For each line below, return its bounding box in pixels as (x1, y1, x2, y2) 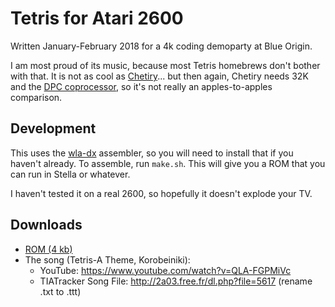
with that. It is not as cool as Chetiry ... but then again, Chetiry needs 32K (10, 70, 309, 82)
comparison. (10, 91, 63, 103)
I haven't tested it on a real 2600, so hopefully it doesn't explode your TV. (10, 187, 313, 199)
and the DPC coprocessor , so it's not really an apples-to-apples (10, 80, 273, 92)
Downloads (10, 217, 83, 234)
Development (10, 120, 97, 137)
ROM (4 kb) (24, 243, 73, 255)
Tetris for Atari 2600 (10, 7, 184, 30)
